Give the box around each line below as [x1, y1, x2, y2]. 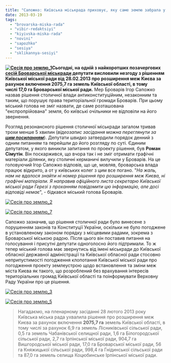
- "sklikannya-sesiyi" [10, 50, 58, 55]
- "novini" [10, 36, 33, 42]
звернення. [5, 113, 30, 119]
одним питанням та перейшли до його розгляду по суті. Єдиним [5, 139, 146, 146]
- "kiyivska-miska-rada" [10, 31, 63, 36]
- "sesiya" [10, 46, 33, 51]
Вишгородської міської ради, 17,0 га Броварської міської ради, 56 [17, 341, 162, 347]
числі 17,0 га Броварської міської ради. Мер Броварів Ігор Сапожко [5, 86, 156, 92]
